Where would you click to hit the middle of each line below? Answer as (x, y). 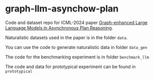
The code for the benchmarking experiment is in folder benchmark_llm (77, 57)
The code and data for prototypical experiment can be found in (70, 66)
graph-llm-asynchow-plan (62, 9)
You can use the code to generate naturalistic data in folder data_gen (76, 47)
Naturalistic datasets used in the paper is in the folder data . (66, 37)
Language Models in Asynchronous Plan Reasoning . (59, 27)
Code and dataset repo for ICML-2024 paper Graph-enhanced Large (76, 22)
